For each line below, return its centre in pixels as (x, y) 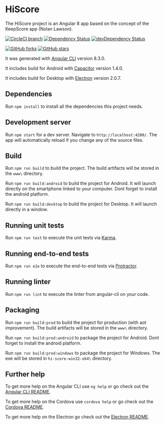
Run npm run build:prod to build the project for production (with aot (76, 322)
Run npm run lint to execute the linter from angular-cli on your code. (77, 294)
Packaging (22, 310)
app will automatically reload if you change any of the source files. (74, 140)
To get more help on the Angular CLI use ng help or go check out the (77, 386)
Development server (38, 122)
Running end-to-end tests (47, 253)
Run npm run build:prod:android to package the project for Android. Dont (82, 338)
